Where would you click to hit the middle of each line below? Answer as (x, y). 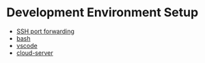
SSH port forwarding (45, 31)
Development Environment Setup (102, 13)
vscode (27, 45)
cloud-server (35, 53)
